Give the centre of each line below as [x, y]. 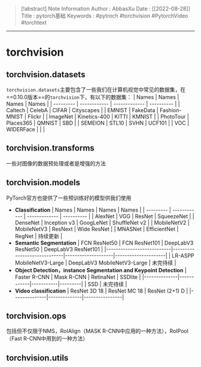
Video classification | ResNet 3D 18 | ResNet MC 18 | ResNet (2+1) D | [101, 291]
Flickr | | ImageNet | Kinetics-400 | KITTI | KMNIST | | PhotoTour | [109, 117]
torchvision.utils [37, 358]
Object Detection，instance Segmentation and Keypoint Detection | [101, 270]
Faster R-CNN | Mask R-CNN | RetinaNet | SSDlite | [78, 277]
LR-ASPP [183, 255]
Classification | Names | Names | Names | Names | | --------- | [93, 210]
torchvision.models [43, 183]
